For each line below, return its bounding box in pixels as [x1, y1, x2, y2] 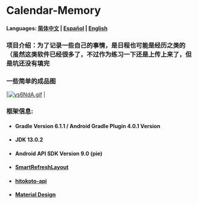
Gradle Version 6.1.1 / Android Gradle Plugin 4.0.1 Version [14, 122, 161, 129]
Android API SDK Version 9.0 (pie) [14, 150, 103, 157]
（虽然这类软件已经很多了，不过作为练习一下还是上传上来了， [6, 50, 186, 58]
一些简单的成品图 [6, 76, 56, 85]
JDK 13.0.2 [14, 136, 43, 143]
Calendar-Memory [6, 4, 101, 17]
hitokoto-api [14, 177, 47, 184]
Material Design [14, 191, 56, 199]
